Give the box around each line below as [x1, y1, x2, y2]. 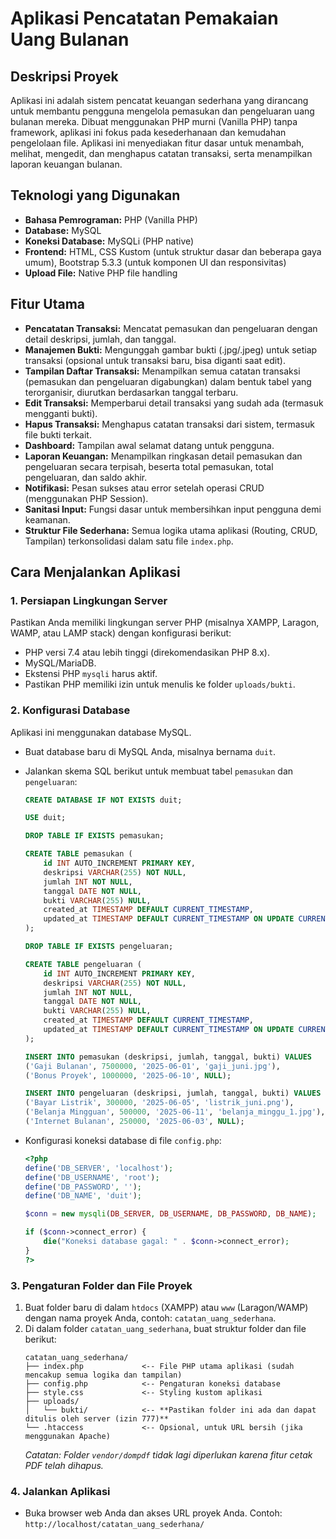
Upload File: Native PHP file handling [24, 267, 178, 279]
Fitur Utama [10, 296, 86, 313]
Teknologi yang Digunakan [10, 187, 181, 204]
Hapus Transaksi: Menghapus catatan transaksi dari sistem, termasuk [24, 418, 315, 430]
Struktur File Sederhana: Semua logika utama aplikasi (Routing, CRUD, [24, 524, 318, 536]
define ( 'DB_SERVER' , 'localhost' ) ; [24, 1163, 174, 1173]
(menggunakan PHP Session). [24, 492, 149, 504]
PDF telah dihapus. [24, 1460, 104, 1472]
